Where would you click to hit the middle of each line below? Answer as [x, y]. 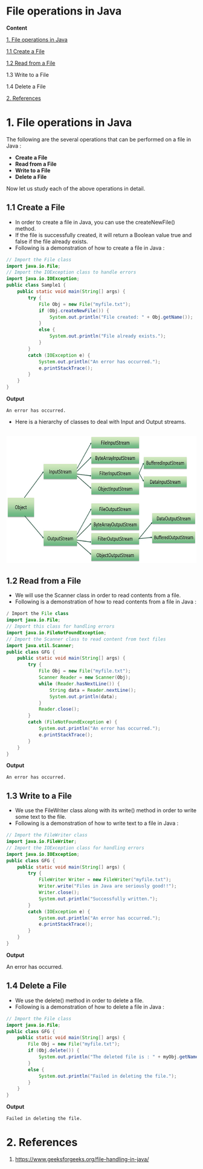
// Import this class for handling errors [60, 627]
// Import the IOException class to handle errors [71, 272]
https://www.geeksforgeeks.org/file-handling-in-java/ [82, 1159]
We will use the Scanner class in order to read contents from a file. [98, 595]
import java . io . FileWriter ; [42, 842]
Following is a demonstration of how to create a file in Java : [90, 248]
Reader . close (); [59, 709]
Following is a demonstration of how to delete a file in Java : [89, 1007]
